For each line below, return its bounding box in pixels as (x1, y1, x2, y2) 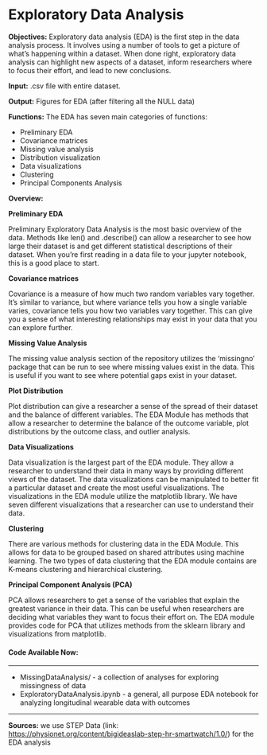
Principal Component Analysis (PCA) (8, 579, 133, 590)
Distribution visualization (19, 153, 101, 162)
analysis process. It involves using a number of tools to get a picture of (8, 40, 241, 49)
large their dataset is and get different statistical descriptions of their (8, 241, 233, 251)
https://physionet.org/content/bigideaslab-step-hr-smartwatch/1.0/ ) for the (8, 730, 254, 739)
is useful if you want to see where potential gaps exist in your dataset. (8, 370, 237, 379)
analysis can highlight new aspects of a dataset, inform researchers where (8, 57, 253, 67)
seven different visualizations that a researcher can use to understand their (8, 500, 254, 509)
